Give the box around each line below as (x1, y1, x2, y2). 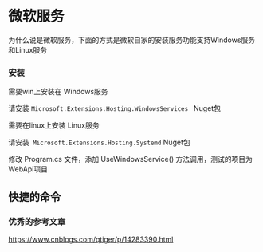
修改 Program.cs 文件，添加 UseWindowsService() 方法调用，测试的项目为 (8, 155, 253, 164)
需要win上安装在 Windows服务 (8, 87, 109, 96)
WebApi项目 (8, 164, 48, 174)
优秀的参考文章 (8, 216, 66, 227)
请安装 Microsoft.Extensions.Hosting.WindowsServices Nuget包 (8, 104, 222, 113)
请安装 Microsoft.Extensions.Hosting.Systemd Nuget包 (8, 137, 190, 148)
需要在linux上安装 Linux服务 (8, 120, 100, 130)
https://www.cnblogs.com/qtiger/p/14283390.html (8, 234, 174, 244)
